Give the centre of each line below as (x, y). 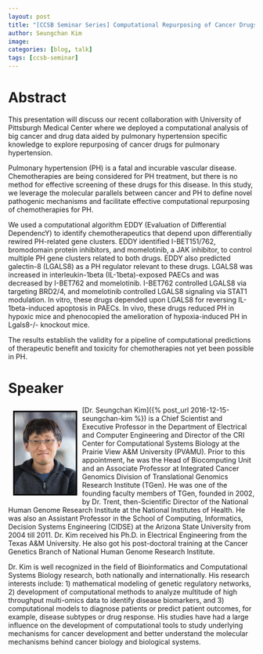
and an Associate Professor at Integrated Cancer (160, 468)
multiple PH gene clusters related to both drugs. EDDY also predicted (119, 258)
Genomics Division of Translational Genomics (155, 476)
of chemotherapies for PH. (51, 209)
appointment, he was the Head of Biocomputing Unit (167, 460)
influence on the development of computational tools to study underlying (126, 625)
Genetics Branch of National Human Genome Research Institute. (112, 551)
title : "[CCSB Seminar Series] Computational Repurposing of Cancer (122, 25)
